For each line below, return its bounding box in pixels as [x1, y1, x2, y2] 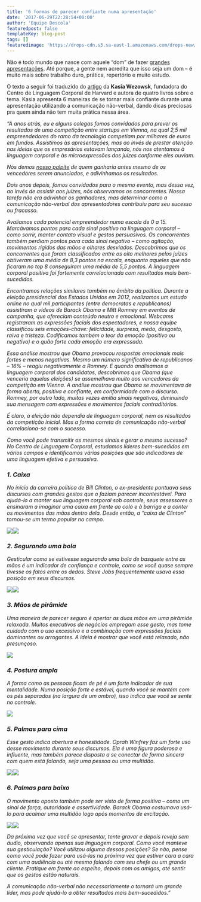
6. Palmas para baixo [7, 783, 70, 792]
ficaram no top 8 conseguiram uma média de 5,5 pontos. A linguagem [7, 263, 180, 270]
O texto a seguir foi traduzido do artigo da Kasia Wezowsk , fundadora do [7, 83, 187, 90]
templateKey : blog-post [7, 31, 66, 37]
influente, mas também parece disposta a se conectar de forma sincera [7, 751, 184, 758]
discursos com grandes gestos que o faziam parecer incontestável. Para [7, 490, 187, 497]
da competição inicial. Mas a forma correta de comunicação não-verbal [7, 418, 185, 426]
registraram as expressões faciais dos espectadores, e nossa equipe [7, 318, 177, 326]
